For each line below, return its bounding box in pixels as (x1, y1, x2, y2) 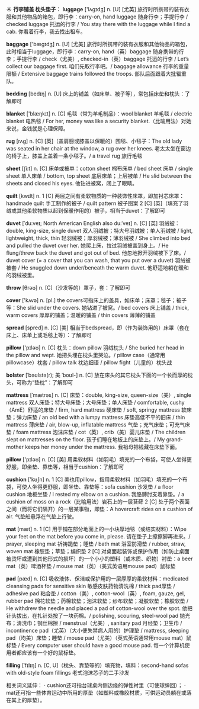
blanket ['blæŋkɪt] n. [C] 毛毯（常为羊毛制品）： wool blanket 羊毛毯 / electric (6, 110, 192, 117)
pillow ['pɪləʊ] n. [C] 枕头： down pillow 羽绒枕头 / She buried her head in (6, 344, 185, 351)
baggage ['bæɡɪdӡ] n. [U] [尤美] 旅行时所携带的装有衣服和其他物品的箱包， (6, 41, 191, 47)
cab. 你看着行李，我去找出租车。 (6, 28, 86, 35)
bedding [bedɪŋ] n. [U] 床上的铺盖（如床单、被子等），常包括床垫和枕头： (6, 90, 185, 97)
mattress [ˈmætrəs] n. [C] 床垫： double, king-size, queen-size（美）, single (6, 392, 191, 399)
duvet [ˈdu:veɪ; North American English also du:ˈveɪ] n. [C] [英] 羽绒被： (6, 220, 180, 227)
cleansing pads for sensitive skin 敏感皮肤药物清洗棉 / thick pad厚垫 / (6, 583, 176, 589)
